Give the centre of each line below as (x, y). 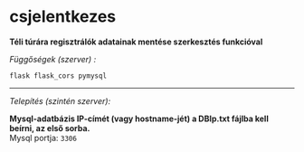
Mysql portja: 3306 (43, 138)
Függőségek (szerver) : (53, 59)
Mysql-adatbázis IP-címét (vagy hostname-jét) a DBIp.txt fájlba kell (139, 119)
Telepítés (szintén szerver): (60, 100)
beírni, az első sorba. (50, 128)
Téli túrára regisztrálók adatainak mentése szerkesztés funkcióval (136, 42)
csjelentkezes (63, 17)
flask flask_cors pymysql (58, 76)
